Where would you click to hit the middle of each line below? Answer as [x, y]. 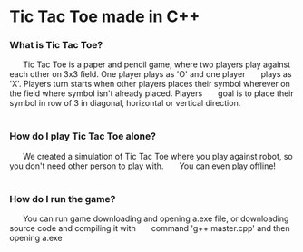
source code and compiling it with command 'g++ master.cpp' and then [150, 228]
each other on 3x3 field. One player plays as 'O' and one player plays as [151, 74]
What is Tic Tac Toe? [56, 45]
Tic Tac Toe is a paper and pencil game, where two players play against [156, 64]
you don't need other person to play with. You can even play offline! [143, 166]
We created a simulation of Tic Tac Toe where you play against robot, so [157, 156]
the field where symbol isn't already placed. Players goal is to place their [152, 93]
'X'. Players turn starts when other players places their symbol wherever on [150, 84]
